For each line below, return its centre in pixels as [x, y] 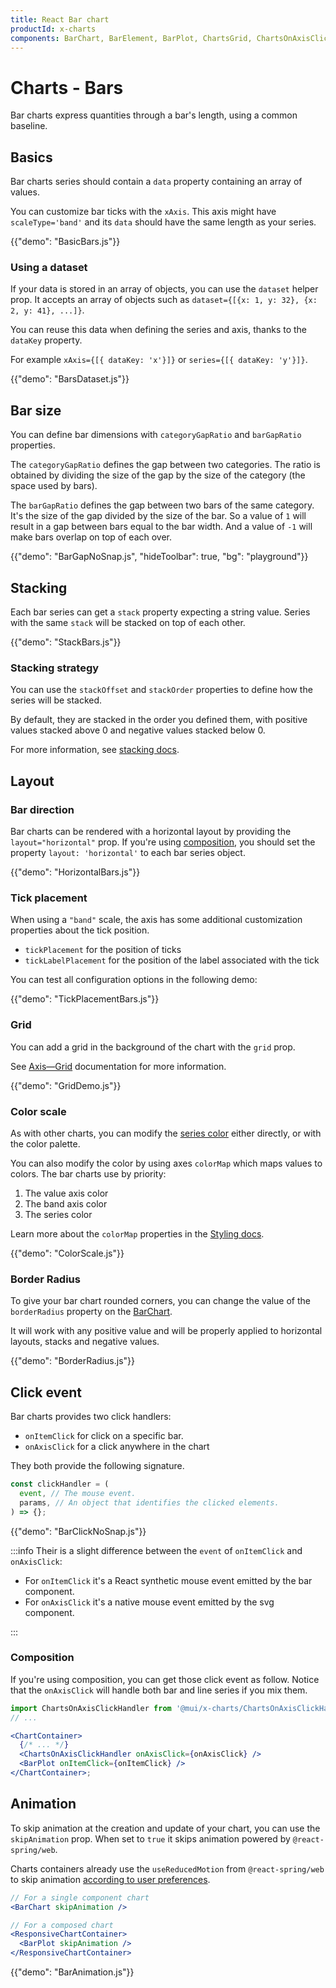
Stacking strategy [55, 668]
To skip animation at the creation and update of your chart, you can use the [165, 1828]
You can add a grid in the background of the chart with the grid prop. [153, 1047]
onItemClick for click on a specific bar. [104, 1436]
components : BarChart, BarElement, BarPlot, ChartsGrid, [131, 38]
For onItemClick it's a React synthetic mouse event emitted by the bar [168, 1580]
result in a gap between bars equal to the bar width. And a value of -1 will [161, 527]
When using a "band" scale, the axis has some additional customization [156, 920]
